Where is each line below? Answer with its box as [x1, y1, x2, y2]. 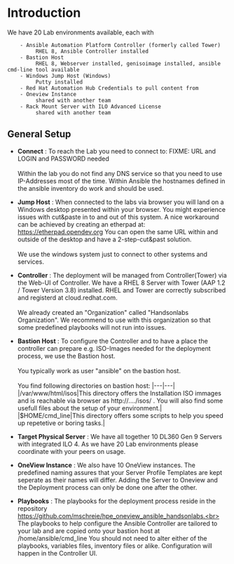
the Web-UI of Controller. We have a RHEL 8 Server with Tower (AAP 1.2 [17, 278, 226, 287]
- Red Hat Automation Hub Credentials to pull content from [20, 84, 199, 92]
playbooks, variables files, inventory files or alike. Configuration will [17, 542, 212, 550]
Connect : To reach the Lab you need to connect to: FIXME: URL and [17, 147, 216, 155]
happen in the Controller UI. [17, 549, 98, 557]
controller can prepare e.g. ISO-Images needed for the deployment [17, 344, 212, 352]
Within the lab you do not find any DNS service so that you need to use [17, 169, 223, 177]
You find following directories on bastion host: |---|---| [17, 381, 175, 390]
